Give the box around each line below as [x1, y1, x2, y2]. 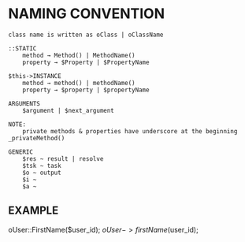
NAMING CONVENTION [8, 5, 165, 23]
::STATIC [8, 44, 37, 52]
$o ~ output [22, 169, 61, 177]
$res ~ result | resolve [22, 155, 104, 162]
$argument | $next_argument [22, 106, 114, 114]
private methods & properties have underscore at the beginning [22, 127, 238, 135]
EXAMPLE [8, 204, 59, 218]
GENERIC [8, 147, 34, 156]
